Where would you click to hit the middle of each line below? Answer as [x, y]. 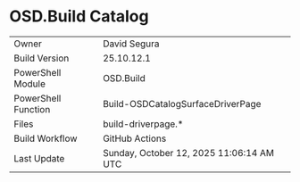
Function [32, 109]
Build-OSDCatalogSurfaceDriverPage [182, 103]
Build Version [42, 58]
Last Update [39, 158]
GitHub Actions [134, 138]
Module [30, 84]
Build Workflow [46, 138]
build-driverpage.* [143, 124]
